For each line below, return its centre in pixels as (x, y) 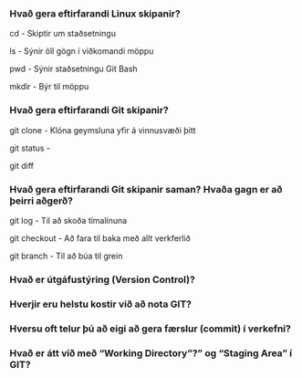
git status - (30, 148)
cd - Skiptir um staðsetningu (63, 34)
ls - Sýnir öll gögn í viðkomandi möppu (82, 51)
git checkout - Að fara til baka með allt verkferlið (100, 238)
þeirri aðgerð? (41, 201)
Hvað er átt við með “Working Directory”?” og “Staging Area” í (151, 352)
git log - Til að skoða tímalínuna (68, 220)
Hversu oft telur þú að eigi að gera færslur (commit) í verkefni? (151, 329)
